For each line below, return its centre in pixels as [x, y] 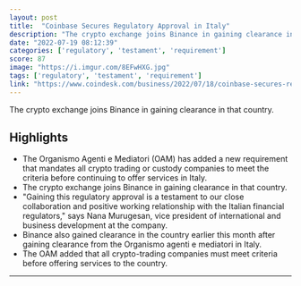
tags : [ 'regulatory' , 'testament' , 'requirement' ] [106, 76]
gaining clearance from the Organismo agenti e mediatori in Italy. [142, 244]
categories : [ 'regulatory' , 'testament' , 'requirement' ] [118, 51]
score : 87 [28, 59]
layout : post [34, 17]
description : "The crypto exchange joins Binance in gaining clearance [146, 34]
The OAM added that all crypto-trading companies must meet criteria [150, 254]
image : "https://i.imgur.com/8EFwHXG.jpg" [90, 68]
